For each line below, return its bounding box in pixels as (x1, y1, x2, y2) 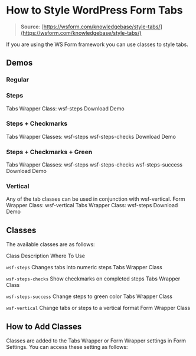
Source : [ (20, 23, 44, 30)
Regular (6, 76, 30, 84)
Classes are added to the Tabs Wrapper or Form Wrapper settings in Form (6, 337, 186, 344)
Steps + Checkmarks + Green (6, 148, 93, 156)
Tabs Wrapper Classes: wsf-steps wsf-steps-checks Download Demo (6, 133, 176, 140)
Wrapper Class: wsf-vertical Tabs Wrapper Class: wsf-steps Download (6, 202, 178, 209)
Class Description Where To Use (6, 252, 86, 260)
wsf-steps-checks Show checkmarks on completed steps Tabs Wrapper (6, 275, 181, 282)
